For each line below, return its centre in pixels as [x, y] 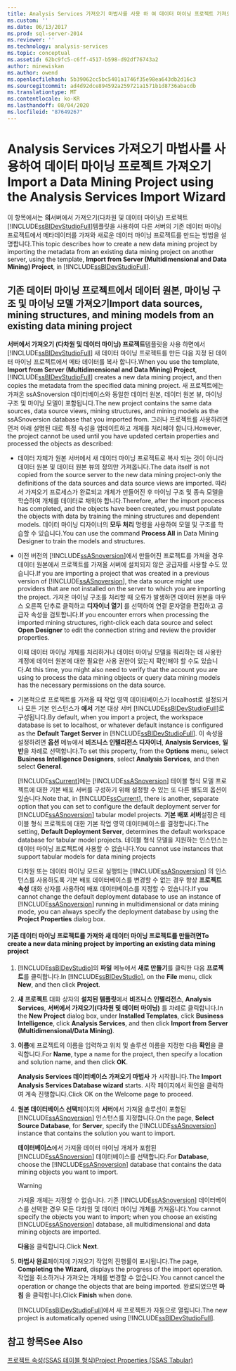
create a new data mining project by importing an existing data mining [111, 944]
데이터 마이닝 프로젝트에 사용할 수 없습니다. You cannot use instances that [120, 848]
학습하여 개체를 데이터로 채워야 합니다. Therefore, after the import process [121, 500]
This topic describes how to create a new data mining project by [124, 244]
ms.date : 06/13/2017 [38, 27]
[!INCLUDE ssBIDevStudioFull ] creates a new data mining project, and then [114, 377]
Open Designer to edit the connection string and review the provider [117, 630]
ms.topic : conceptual [39, 53]
